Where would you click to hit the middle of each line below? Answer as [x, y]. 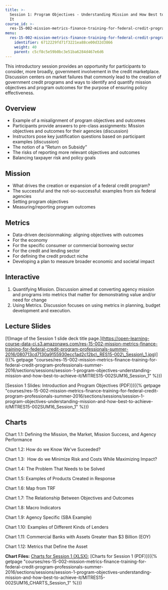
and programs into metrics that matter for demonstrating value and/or [84, 294]
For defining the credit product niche [50, 256]
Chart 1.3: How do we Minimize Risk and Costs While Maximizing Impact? [81, 459]
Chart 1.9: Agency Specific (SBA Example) [48, 517]
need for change [29, 300]
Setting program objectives [40, 202]
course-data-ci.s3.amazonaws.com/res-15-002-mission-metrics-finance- [81, 343]
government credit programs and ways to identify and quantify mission [78, 82]
